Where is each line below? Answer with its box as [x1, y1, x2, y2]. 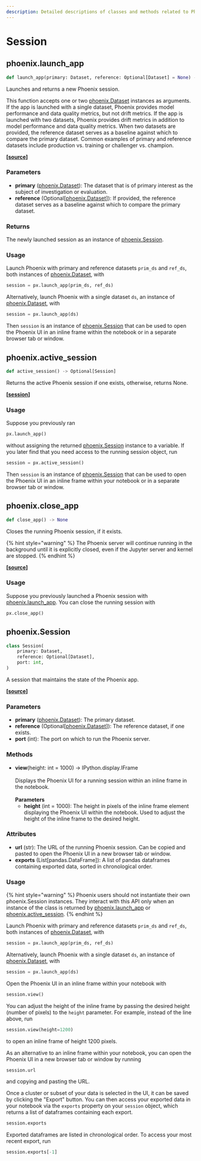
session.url [6, 1067, 36, 1073]
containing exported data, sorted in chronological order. [14, 863, 153, 870]
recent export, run [6, 1138, 51, 1145]
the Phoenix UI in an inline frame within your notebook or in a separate [6, 477, 180, 484]
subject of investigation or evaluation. [14, 188, 108, 195]
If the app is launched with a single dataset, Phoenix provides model [6, 103, 175, 110]
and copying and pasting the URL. [6, 1078, 90, 1085]
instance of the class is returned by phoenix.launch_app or [6, 904, 151, 911]
